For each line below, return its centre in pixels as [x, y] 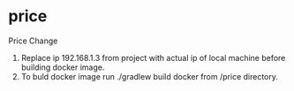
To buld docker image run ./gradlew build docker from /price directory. [150, 76]
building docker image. [63, 67]
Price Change [33, 41]
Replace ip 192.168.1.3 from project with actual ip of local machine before [153, 57]
